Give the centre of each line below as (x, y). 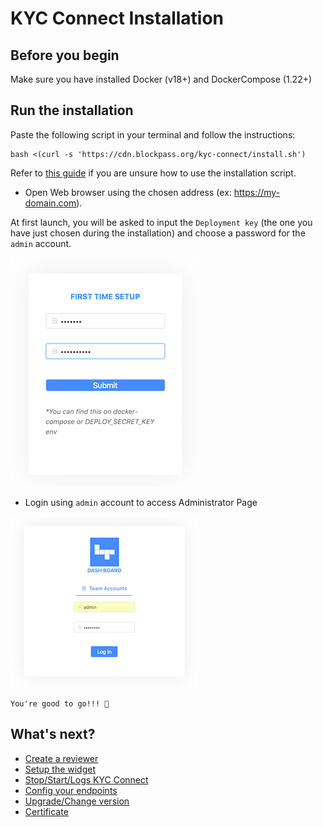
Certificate (46, 811)
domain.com (50, 203)
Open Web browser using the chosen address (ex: (128, 192)
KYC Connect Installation (117, 18)
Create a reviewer (61, 758)
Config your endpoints (71, 790)
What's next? (53, 734)
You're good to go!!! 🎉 (60, 703)
